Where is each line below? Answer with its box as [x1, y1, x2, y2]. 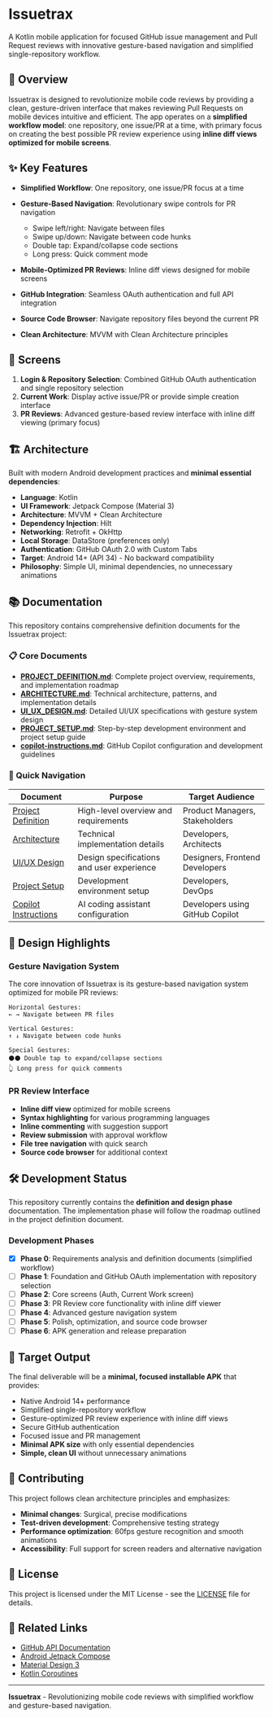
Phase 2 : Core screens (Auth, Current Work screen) [19, 1289, 194, 1299]
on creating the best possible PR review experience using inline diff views [8, 129, 258, 138]
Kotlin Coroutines [19, 1668, 79, 1678]
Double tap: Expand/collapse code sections [32, 240, 179, 250]
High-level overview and [77, 804, 172, 816]
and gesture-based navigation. [8, 1701, 112, 1711]
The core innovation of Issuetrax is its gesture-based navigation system [8, 979, 249, 989]
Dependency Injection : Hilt [19, 519, 112, 528]
